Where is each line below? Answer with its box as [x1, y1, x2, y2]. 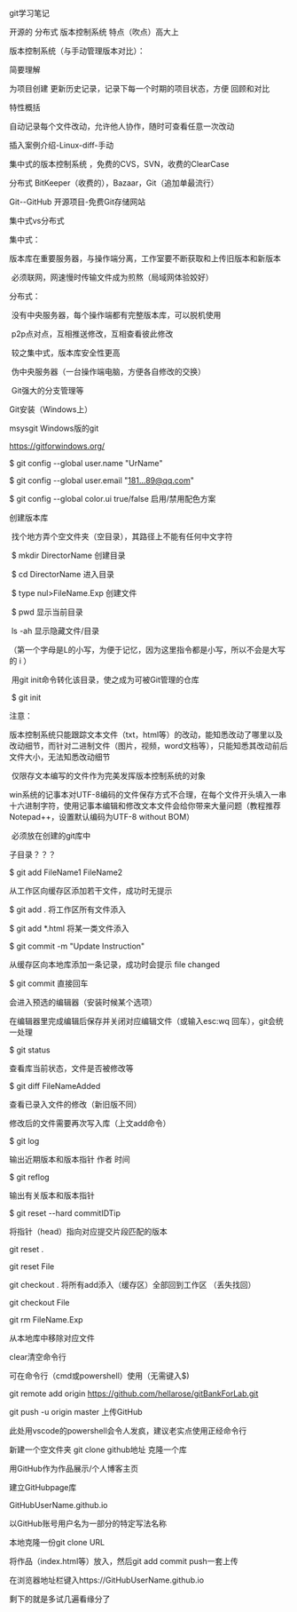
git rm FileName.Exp [9, 1314, 83, 1325]
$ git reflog [9, 1171, 51, 1182]
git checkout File [9, 1298, 70, 1307]
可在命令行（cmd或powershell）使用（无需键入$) [9, 1370, 190, 1381]
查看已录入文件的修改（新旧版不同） [9, 1100, 142, 1109]
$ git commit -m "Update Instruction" [9, 941, 145, 951]
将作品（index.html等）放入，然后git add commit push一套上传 [9, 1556, 239, 1566]
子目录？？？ [9, 849, 56, 860]
